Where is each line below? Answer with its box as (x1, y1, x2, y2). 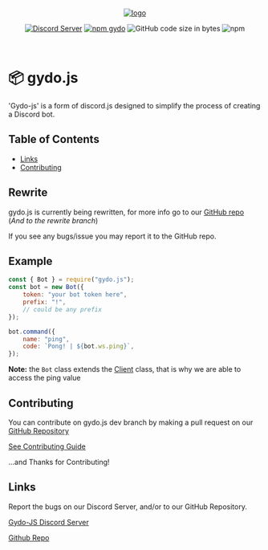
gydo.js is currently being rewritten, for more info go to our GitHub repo (8, 207, 245, 217)
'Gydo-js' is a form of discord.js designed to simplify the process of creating (8, 100, 261, 110)
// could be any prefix (22, 305, 103, 313)
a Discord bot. (8, 109, 55, 119)
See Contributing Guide (8, 442, 86, 451)
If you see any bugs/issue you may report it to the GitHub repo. (8, 231, 217, 241)
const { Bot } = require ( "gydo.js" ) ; (8, 275, 135, 284)
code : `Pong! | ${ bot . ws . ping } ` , (22, 342, 135, 351)
